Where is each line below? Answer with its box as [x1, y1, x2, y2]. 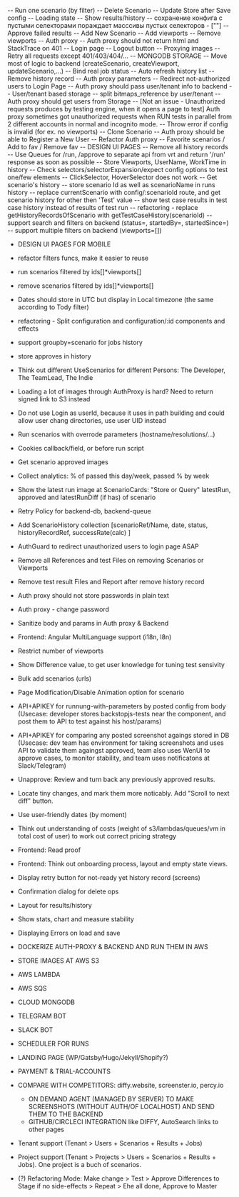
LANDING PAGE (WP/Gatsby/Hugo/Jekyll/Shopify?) [17, 1053, 169, 1061]
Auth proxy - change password [17, 605, 109, 613]
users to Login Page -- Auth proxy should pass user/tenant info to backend [7, 82, 228, 90]
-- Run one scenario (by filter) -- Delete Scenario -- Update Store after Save [7, 6, 231, 14]
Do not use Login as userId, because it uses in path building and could [17, 409, 225, 417]
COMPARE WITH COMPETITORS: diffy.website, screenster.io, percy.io [17, 1081, 224, 1089]
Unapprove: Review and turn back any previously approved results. [17, 775, 215, 783]
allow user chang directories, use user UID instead [17, 416, 166, 424]
